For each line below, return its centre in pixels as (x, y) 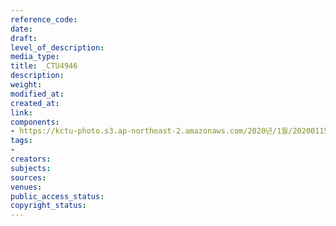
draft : (24, 38)
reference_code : (44, 19)
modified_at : (37, 94)
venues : (26, 187)
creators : (31, 159)
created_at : (35, 103)
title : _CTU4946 (44, 66)
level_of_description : (57, 47)
